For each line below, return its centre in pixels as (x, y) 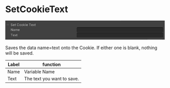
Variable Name (39, 72)
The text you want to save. (52, 79)
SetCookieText (37, 9)
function (52, 64)
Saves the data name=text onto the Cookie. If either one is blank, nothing (81, 48)
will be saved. (19, 53)
